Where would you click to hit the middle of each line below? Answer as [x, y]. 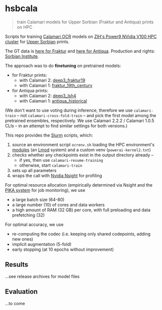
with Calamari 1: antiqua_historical [53, 101]
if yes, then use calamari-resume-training [61, 160]
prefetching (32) [28, 215]
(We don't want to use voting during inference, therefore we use [69, 110]
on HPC [24, 27]
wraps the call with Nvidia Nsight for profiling [57, 175]
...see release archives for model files [42, 276]
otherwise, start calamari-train [51, 165]
